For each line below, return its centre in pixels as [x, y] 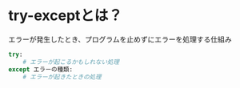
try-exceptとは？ [65, 16]
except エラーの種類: [41, 69]
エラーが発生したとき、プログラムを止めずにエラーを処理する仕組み [120, 39]
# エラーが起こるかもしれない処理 [71, 62]
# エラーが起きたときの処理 [62, 77]
